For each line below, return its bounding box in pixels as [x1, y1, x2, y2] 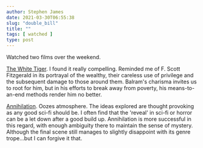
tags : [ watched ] [6, 31, 53, 37]
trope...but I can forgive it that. [6, 135, 83, 142]
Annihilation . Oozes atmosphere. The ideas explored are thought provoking [6, 103, 194, 109]
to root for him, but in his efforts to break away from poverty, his [6, 85, 167, 91]
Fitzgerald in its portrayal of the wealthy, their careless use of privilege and [6, 72, 194, 79]
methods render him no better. [26, 91, 102, 98]
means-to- [168, 85, 195, 91]
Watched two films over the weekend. [6, 54, 101, 60]
